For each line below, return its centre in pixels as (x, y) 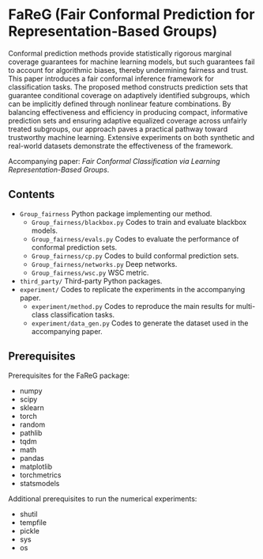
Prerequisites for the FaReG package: (69, 375)
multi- (246, 306)
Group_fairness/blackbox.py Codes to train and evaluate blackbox (139, 222)
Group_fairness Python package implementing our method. (116, 213)
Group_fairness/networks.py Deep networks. (104, 264)
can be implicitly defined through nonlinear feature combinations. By (120, 104)
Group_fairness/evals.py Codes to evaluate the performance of (135, 238)
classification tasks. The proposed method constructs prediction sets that (128, 87)
